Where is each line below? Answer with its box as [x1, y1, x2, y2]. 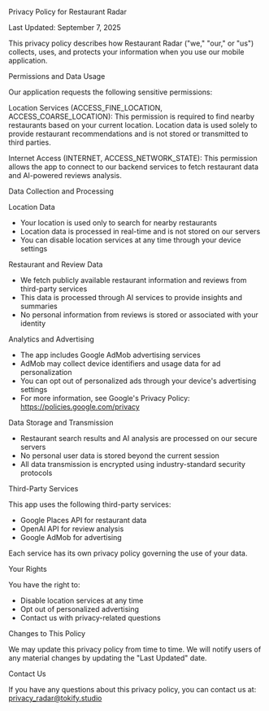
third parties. [8, 137, 51, 147]
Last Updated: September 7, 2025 [8, 23, 122, 32]
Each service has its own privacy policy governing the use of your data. [8, 548, 248, 558]
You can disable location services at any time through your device [20, 235, 241, 245]
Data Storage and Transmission [8, 418, 114, 427]
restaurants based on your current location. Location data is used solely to [8, 120, 258, 129]
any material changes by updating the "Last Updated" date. [8, 653, 207, 662]
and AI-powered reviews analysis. [8, 171, 122, 180]
